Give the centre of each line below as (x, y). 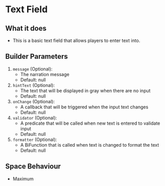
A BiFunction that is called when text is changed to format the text (90, 145)
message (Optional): (32, 69)
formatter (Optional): (35, 139)
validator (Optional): (35, 118)
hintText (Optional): (34, 85)
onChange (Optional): (34, 101)
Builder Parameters (37, 56)
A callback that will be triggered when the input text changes (84, 107)
